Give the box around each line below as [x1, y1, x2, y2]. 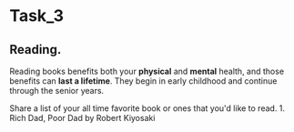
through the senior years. [9, 86, 105, 96]
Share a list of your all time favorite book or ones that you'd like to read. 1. [9, 103, 285, 114]
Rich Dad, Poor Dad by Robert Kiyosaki [9, 113, 156, 123]
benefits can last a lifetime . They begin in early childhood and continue [9, 76, 278, 86]
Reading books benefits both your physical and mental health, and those [9, 66, 285, 76]
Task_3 [9, 5, 64, 26]
